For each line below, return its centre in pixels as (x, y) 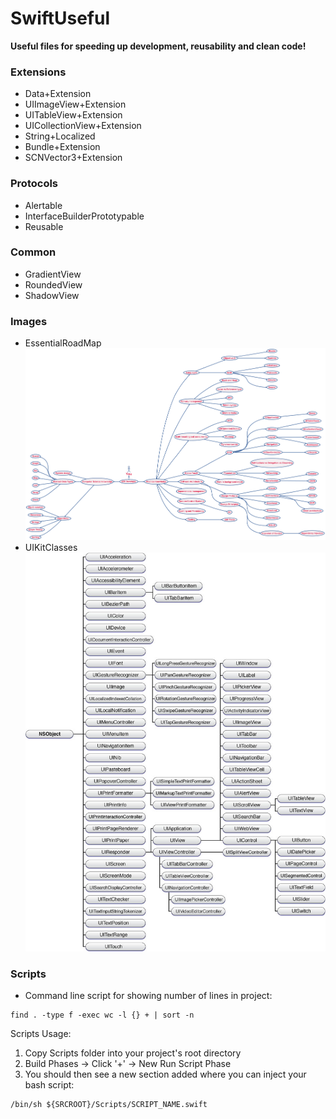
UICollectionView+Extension (83, 126)
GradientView (53, 274)
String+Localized (60, 136)
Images (29, 321)
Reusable (44, 226)
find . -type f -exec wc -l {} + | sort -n (102, 1015)
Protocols (34, 184)
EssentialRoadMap (63, 343)
